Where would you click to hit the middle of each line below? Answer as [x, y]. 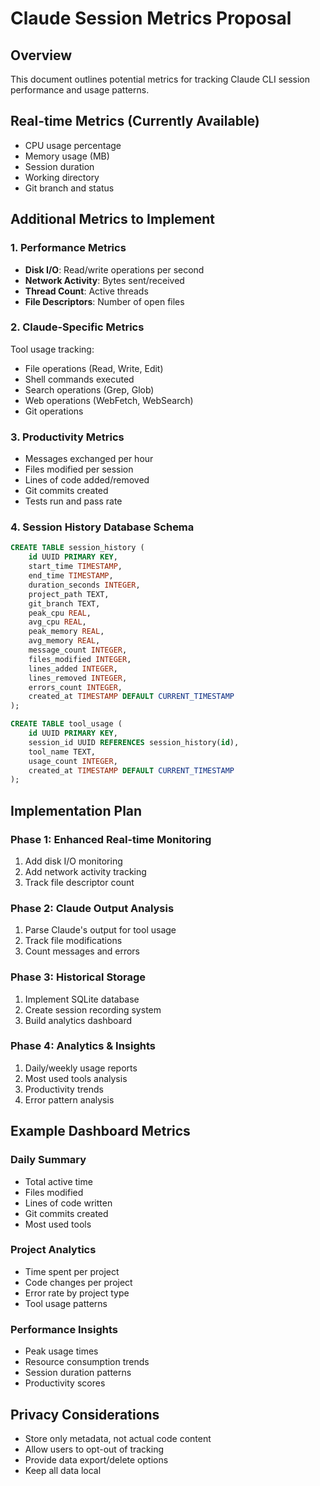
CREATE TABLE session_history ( [77, 548]
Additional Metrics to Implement [113, 219]
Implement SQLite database [82, 999]
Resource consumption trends [87, 1362]
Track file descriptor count [79, 882]
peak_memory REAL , [66, 632]
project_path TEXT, [69, 594]
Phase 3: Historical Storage [78, 977]
